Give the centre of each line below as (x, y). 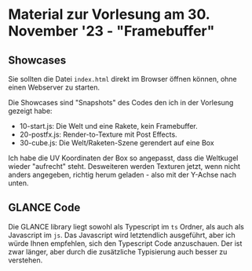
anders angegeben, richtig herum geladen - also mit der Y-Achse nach (122, 175)
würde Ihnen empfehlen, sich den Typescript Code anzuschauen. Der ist (125, 243)
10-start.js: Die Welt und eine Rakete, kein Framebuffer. (108, 126)
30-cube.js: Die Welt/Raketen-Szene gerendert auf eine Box (117, 143)
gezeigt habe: (30, 111)
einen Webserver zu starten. (54, 87)
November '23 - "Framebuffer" (111, 31)
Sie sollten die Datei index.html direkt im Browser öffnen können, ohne (122, 79)
